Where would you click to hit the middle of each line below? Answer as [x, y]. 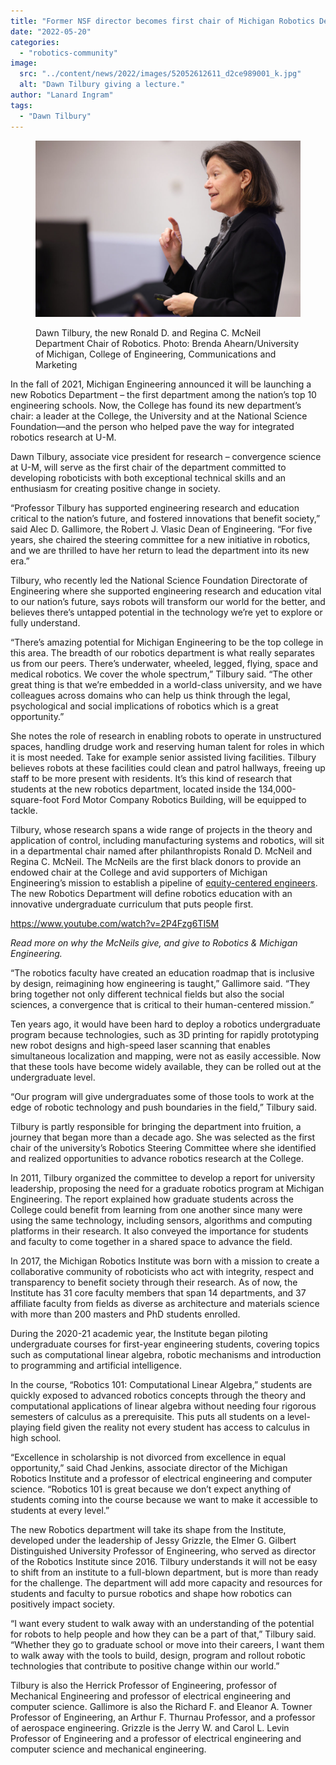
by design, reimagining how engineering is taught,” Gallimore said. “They [160, 984]
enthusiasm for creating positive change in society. [115, 489]
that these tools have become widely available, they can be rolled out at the [166, 1067]
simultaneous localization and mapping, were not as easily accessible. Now [166, 1056]
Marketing [56, 365]
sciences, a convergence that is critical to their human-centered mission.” [162, 1005]
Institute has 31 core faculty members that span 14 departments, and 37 [158, 1293]
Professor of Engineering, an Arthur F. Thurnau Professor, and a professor [163, 1717]
